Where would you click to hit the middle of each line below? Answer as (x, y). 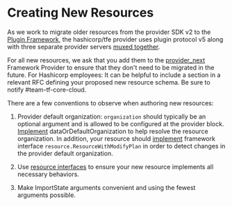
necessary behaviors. (48, 174)
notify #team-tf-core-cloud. (47, 89)
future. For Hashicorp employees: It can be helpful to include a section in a (114, 75)
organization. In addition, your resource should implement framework (116, 138)
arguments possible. (47, 195)
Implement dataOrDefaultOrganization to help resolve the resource (113, 131)
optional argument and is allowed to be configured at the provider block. (121, 123)
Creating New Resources (81, 13)
